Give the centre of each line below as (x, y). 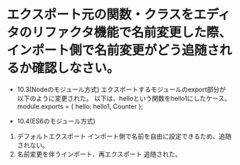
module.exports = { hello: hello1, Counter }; (80, 106)
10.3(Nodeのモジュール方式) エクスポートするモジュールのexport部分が (121, 89)
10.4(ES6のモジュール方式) (56, 121)
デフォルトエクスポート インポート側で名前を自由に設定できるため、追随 (124, 136)
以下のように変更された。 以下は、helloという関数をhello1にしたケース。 (124, 98)
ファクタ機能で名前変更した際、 (138, 32)
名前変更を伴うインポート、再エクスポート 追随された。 (99, 154)
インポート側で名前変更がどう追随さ (113, 50)
